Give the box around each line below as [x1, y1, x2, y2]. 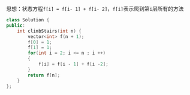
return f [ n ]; [28, 72, 61, 78]
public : [6, 23, 26, 28]
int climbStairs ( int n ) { [17, 28, 82, 34]
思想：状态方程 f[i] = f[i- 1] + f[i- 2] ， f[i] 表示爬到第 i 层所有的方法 [6, 5, 184, 12]
